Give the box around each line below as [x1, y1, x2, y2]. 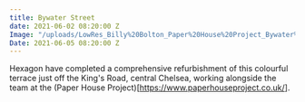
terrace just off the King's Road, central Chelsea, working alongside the [9, 73, 277, 84]
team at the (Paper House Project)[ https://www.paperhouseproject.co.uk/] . [9, 82, 290, 93]
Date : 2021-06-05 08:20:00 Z [9, 38, 120, 48]
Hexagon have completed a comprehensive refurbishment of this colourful [9, 63, 289, 74]
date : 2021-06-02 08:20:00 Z [9, 22, 120, 31]
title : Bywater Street [9, 13, 95, 23]
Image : [9, 30, 34, 39]
